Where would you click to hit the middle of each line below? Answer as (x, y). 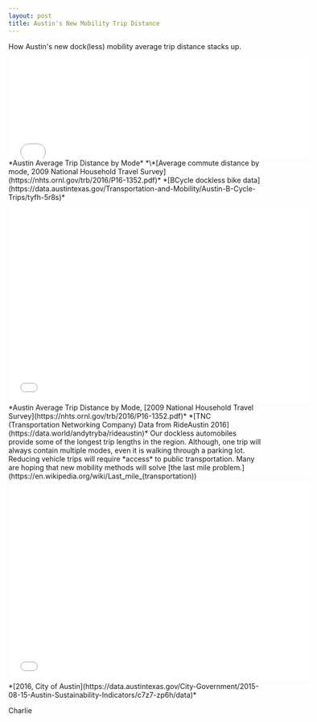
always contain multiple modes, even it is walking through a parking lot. (127, 450)
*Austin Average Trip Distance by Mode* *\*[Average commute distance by (134, 163)
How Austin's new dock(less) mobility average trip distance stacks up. (125, 46)
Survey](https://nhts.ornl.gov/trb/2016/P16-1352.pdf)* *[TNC (110, 415)
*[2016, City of (33, 686)
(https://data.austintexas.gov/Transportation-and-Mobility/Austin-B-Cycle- (132, 188)
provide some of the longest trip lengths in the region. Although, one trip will (135, 441)
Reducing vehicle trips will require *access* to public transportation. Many (132, 459)
